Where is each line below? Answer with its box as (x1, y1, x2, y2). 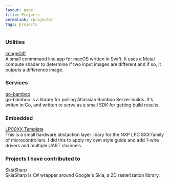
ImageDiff (5, 50, 26, 56)
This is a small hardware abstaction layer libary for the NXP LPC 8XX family (5, 131, 164, 138)
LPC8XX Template (5, 126, 44, 132)
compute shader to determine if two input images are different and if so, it (5, 61, 161, 67)
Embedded (5, 115, 33, 122)
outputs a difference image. (5, 66, 64, 73)
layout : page (5, 7, 33, 13)
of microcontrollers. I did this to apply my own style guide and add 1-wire (5, 137, 159, 143)
